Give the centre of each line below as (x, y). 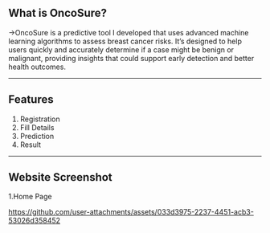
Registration (40, 119)
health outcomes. (37, 67)
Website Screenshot (60, 177)
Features (31, 100)
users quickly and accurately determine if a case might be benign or (121, 49)
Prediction (37, 136)
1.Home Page (30, 197)
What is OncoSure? (57, 13)
